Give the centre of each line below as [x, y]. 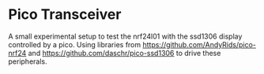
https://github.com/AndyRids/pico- [199, 44]
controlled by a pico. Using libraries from [75, 44]
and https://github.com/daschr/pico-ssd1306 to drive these [124, 53]
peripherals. [28, 61]
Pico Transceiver [65, 15]
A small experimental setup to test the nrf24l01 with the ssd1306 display [125, 36]
